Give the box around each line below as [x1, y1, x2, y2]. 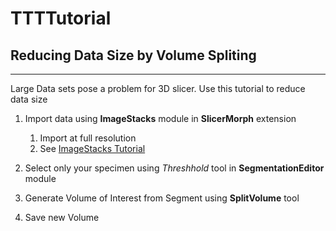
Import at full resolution [39, 132, 137, 144]
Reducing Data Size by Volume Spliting [10, 47, 257, 64]
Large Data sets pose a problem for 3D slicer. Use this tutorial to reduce [10, 83, 306, 94]
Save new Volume [24, 212, 100, 223]
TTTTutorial [10, 7, 112, 30]
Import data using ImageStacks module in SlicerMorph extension [24, 113, 297, 124]
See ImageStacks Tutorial [39, 143, 146, 154]
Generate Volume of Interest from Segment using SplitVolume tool [24, 192, 300, 204]
